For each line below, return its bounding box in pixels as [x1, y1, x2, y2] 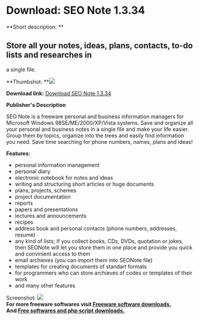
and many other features [14, 282, 76, 289]
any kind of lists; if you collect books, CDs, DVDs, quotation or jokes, [14, 237, 184, 245]
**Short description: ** [6, 23, 64, 30]
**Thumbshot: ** [6, 78, 49, 85]
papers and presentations [14, 205, 79, 213]
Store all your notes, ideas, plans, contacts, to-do [6, 41, 193, 51]
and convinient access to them [14, 250, 91, 257]
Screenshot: [6, 294, 36, 301]
